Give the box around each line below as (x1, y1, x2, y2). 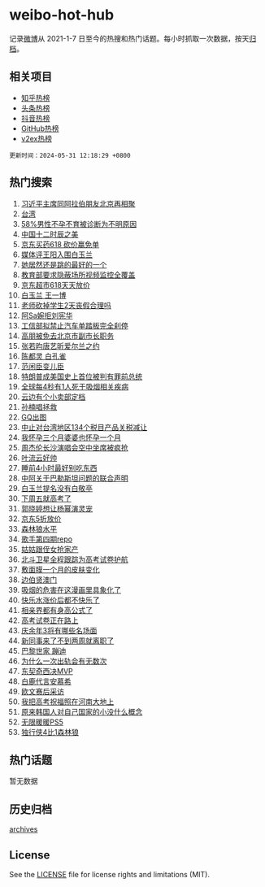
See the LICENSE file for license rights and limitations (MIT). (9, 870, 211, 879)
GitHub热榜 (20, 124, 59, 133)
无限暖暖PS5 (20, 717, 64, 727)
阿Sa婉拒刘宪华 (20, 311, 73, 320)
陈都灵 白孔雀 (20, 351, 67, 361)
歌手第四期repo (20, 534, 72, 544)
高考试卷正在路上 (20, 615, 79, 625)
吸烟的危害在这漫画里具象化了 (20, 585, 121, 594)
